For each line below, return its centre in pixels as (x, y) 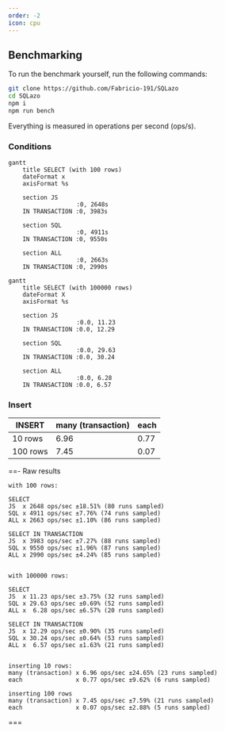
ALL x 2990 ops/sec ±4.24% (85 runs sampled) (84, 555)
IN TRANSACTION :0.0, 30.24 (69, 358)
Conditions (30, 146)
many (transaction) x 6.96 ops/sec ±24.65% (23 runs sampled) (113, 673)
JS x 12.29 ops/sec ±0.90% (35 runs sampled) (86, 631)
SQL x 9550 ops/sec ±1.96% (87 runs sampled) (84, 548)
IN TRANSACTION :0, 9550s (65, 240)
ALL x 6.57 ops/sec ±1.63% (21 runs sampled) (86, 646)
